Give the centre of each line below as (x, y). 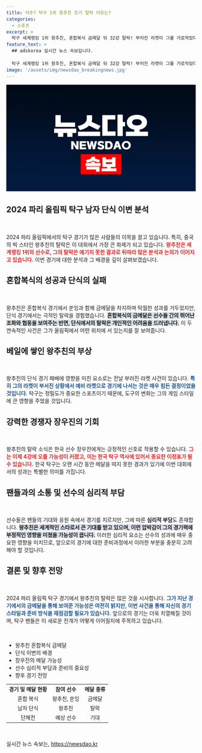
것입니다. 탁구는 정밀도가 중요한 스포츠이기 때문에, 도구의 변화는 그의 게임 (92, 393)
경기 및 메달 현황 (28, 689)
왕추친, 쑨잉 (66, 698)
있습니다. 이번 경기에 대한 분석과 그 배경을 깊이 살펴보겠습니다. (85, 260)
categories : (21, 19)
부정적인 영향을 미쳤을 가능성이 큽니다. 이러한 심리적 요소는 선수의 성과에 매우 (96, 535)
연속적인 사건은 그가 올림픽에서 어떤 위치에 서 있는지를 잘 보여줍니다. (86, 330)
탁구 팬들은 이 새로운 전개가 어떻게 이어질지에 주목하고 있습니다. (89, 620)
